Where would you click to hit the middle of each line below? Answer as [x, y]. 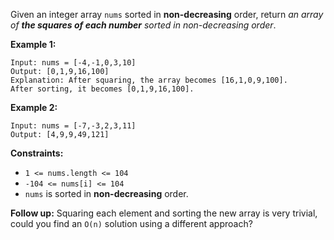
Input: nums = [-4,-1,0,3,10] [73, 63]
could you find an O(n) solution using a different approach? [131, 223]
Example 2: [34, 107]
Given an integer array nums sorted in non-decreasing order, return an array [167, 14]
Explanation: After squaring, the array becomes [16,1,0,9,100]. [149, 80]
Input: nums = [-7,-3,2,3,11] [73, 126]
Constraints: [37, 153]
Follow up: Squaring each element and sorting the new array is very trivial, [164, 213]
